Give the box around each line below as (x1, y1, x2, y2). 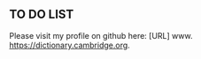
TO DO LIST (9, 7, 74, 22)
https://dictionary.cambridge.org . (9, 40, 130, 50)
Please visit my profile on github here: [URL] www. (9, 30, 193, 41)
